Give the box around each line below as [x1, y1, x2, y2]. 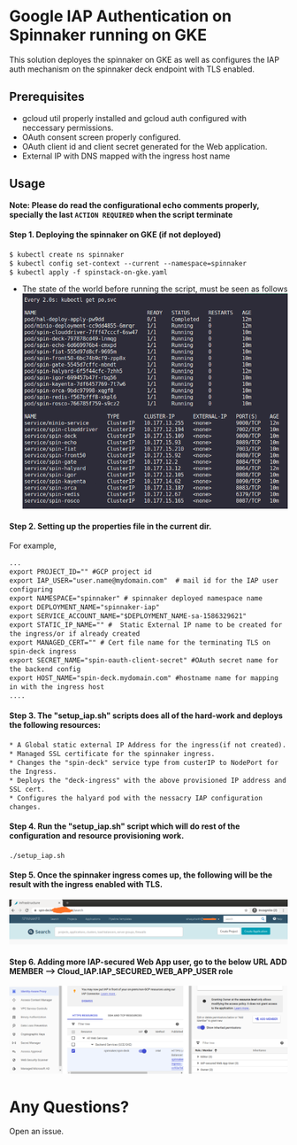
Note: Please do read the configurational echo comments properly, [9, 199, 260, 210]
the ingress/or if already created [9, 630, 141, 638]
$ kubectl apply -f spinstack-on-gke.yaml [9, 267, 168, 276]
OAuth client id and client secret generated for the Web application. [21, 141, 268, 151]
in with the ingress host [9, 683, 104, 692]
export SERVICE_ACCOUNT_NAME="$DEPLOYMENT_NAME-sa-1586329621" [9, 612, 247, 621]
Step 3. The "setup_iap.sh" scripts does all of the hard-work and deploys [9, 710, 283, 721]
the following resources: [9, 720, 102, 731]
